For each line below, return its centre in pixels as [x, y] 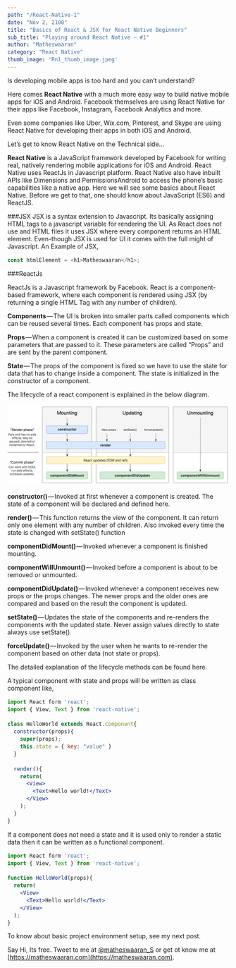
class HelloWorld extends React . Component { [72, 724]
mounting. [22, 553]
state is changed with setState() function [66, 532]
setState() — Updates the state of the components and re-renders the [108, 617]
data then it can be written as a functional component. [86, 842]
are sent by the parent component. [57, 352]
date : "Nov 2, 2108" [38, 22]
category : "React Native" [45, 52]
